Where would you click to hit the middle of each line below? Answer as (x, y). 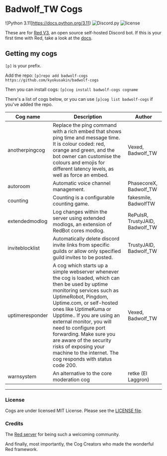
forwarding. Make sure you (84, 334)
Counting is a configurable (84, 197)
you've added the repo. (29, 104)
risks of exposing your (79, 346)
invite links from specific (81, 244)
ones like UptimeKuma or (82, 309)
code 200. (65, 365)
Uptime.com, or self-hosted (85, 303)
